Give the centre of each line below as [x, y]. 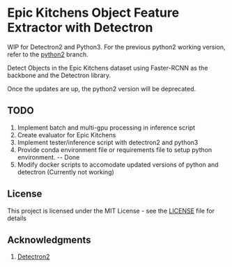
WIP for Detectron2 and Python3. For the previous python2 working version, [116, 47]
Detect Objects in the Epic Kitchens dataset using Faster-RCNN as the [108, 68]
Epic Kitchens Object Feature [93, 13]
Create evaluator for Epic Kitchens [67, 135]
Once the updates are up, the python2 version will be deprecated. [102, 89]
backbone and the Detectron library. [59, 75]
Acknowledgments [49, 239]
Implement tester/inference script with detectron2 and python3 [108, 142]
